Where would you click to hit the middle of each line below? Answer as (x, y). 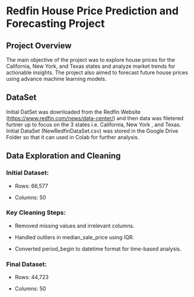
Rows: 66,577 (31, 186)
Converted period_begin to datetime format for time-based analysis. (98, 249)
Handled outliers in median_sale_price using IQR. (74, 237)
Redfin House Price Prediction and (93, 11)
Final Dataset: (27, 264)
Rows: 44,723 (32, 277)
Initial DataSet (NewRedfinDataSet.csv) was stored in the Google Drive (92, 131)
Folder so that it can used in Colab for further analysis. (73, 137)
